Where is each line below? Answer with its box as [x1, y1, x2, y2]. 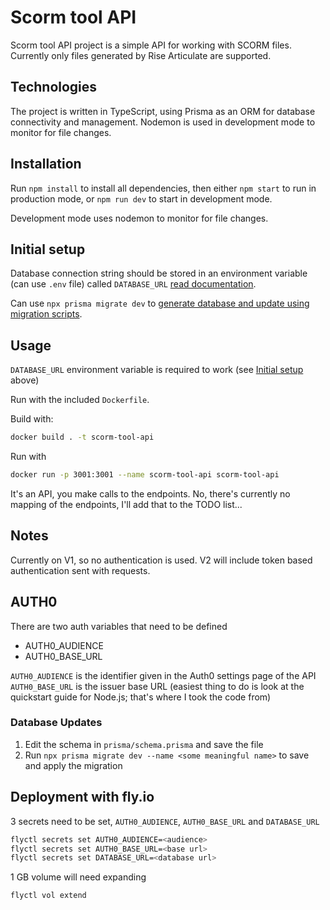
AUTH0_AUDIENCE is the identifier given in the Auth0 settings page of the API [10, 669, 317, 681]
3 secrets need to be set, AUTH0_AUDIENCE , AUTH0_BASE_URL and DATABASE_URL [10, 815, 320, 827]
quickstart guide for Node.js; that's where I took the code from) [10, 691, 272, 703]
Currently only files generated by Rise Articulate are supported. [10, 49, 272, 61]
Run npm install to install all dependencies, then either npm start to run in [10, 182, 317, 194]
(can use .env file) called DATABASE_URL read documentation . [10, 278, 257, 290]
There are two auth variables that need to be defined [10, 620, 228, 632]
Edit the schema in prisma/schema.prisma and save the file [24, 738, 264, 750]
